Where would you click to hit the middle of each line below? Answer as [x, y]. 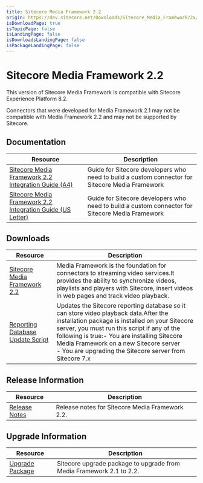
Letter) [19, 217]
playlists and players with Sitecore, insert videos [125, 288]
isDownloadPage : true [34, 23]
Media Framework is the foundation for [111, 265]
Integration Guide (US [40, 209]
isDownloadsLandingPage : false [46, 40]
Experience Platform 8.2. [37, 99]
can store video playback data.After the [112, 313]
